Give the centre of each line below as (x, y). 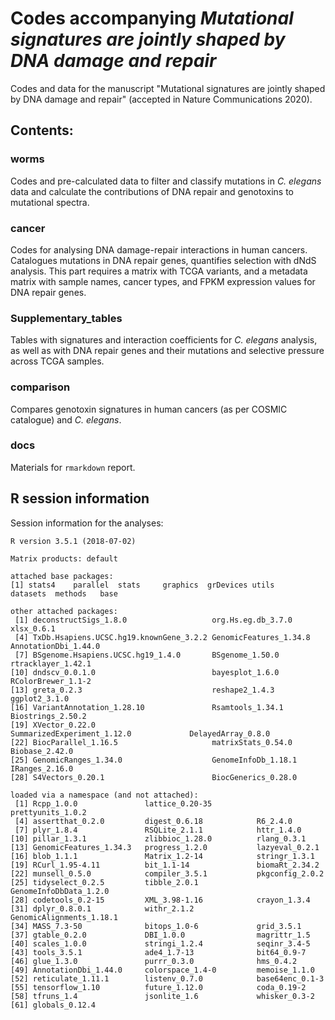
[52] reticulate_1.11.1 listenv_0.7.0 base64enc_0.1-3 (167, 978)
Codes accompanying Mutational (152, 18)
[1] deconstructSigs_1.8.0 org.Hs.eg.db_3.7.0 (153, 620)
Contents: (42, 130)
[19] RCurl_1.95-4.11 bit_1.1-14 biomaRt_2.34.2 (165, 865)
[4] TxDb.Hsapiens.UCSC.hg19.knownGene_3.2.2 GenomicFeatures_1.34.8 (162, 637)
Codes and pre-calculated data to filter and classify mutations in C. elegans (166, 181)
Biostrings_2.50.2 (48, 716)
